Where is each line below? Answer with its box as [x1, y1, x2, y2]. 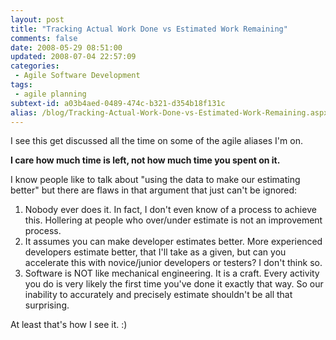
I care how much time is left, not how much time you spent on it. [10, 154, 281, 166]
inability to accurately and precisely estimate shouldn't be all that [24, 289, 293, 301]
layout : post [10, 14, 65, 25]
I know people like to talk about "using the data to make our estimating [10, 174, 301, 186]
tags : [10, 80, 33, 90]
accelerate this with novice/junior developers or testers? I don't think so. [24, 257, 323, 269]
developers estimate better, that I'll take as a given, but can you [24, 246, 287, 258]
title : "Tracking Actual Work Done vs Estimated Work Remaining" [10, 24, 288, 34]
